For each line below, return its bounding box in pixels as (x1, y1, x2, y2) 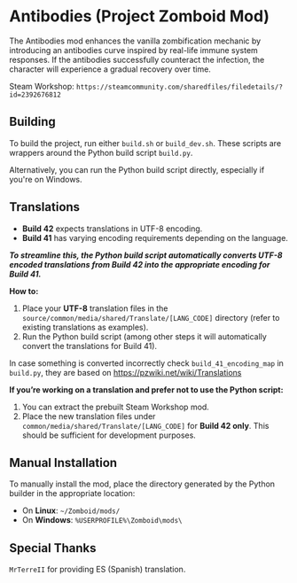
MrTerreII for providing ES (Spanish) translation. (9, 564, 186, 575)
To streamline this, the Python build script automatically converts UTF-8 (9, 250, 283, 260)
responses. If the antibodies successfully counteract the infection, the (9, 54, 265, 65)
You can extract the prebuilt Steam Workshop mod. (21, 401, 210, 412)
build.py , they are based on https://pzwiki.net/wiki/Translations (9, 367, 242, 377)
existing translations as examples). (21, 322, 149, 332)
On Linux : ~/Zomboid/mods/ (21, 505, 121, 516)
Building (9, 114, 56, 129)
